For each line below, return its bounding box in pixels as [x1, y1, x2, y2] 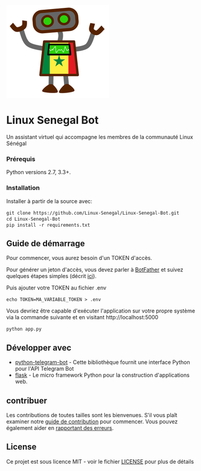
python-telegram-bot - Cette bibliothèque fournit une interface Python [14, 359, 190, 366]
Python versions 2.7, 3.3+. [6, 169, 71, 176]
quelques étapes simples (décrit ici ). [6, 273, 97, 280]
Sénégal [6, 140, 27, 147]
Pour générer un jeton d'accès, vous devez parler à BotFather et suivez [6, 266, 183, 273]
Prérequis [6, 155, 36, 163]
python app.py [6, 326, 42, 333]
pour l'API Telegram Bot [14, 365, 74, 372]
